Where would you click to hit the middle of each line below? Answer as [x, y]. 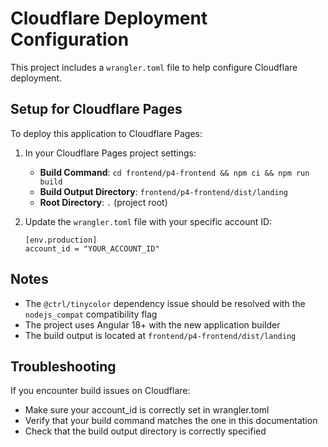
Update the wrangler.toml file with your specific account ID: [148, 221]
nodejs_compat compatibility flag [91, 314]
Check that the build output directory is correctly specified [145, 431]
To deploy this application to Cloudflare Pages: [106, 133]
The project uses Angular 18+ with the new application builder [152, 324]
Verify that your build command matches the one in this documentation [171, 421]
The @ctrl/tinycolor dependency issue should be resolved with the [165, 303]
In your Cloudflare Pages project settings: [110, 153]
